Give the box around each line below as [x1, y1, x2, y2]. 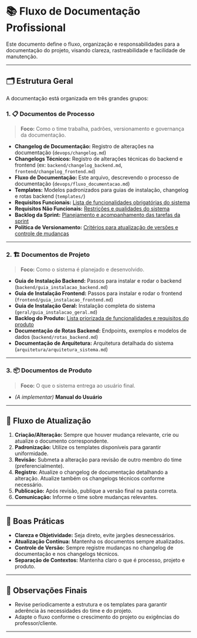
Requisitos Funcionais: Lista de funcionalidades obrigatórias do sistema [14, 199, 191, 206]
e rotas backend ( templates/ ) [14, 193, 86, 200]
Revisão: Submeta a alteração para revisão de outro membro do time [14, 456, 182, 463]
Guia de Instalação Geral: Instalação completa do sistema [14, 303, 155, 310]
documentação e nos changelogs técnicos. [14, 551, 119, 558]
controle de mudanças [14, 230, 69, 237]
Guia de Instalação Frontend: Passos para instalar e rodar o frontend [14, 290, 182, 297]
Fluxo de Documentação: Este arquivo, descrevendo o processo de [14, 174, 179, 181]
